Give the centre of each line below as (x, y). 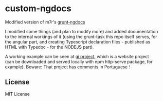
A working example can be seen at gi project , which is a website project (77, 56)
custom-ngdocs (38, 9)
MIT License (18, 94)
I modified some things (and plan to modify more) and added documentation (81, 31)
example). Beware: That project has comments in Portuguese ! (68, 67)
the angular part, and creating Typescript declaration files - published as (78, 41)
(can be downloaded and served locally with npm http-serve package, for (79, 61)
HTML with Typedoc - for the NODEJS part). (49, 47)
